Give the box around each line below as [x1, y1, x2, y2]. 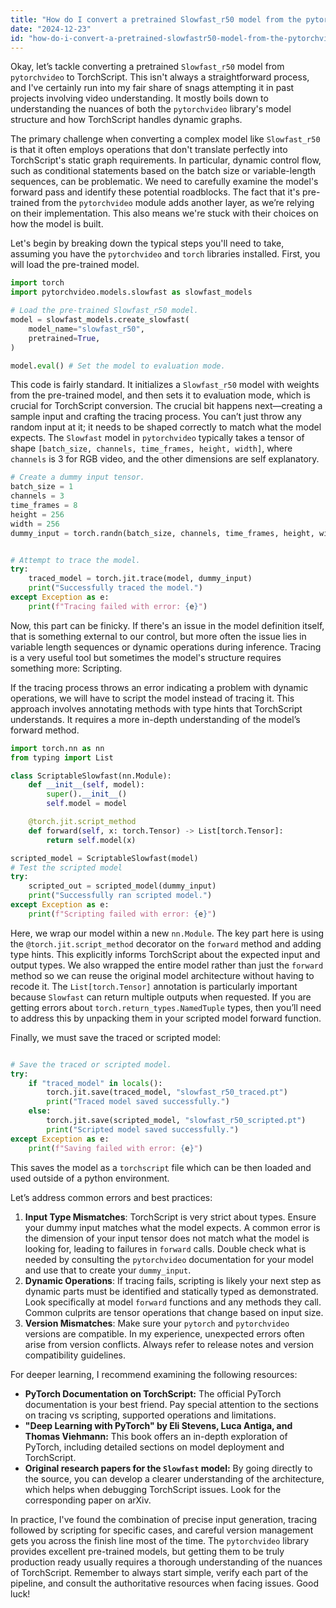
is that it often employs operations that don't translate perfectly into [10, 144, 288, 156]
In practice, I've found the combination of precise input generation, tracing [10, 1513, 318, 1525]
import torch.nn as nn [10, 743, 105, 753]
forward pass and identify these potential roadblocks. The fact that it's [10, 186, 301, 198]
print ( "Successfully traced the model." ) [28, 583, 203, 593]
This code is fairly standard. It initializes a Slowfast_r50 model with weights [10, 379, 320, 391]
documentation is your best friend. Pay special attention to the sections [24, 1398, 319, 1410]
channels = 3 [10, 491, 65, 501]
